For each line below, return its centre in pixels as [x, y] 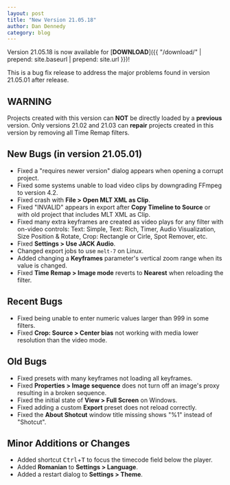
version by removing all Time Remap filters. [68, 133]
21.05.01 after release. [38, 80]
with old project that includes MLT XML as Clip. [84, 214]
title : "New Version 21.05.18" [52, 20]
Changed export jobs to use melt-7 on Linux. [80, 250]
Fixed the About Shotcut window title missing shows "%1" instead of [115, 414]
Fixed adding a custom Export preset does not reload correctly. [107, 407]
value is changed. [42, 265]
